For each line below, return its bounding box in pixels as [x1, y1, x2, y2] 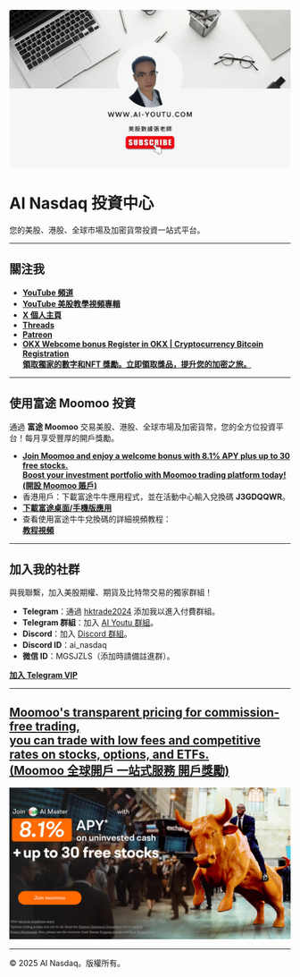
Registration [21, 348, 70, 359]
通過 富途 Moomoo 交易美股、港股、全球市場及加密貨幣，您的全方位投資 [9, 421, 277, 432]
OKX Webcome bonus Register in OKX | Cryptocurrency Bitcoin [21, 338, 263, 349]
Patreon [21, 328, 53, 340]
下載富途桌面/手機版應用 [21, 502, 112, 513]
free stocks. [21, 460, 69, 471]
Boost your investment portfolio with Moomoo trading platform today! [21, 469, 287, 480]
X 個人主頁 [21, 310, 62, 320]
